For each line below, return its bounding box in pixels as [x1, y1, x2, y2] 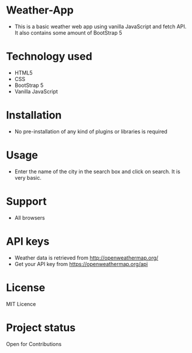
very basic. [14, 174, 42, 181]
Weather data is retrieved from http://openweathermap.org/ [14, 254, 159, 261]
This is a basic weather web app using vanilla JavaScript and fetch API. [14, 23, 187, 30]
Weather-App [6, 4, 74, 17]
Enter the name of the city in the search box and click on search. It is [14, 168, 180, 175]
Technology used [6, 50, 92, 63]
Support [6, 194, 47, 208]
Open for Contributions [6, 340, 62, 347]
